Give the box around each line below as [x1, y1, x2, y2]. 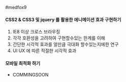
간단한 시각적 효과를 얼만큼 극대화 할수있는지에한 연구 [12, 42, 119, 48]
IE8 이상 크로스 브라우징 [12, 29, 60, 35]
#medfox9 [5, 5, 27, 10]
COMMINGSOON [12, 72, 49, 78]
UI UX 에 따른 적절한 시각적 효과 [12, 48, 77, 54]
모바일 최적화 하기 [5, 60, 41, 66]
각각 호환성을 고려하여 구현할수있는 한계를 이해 [12, 35, 105, 41]
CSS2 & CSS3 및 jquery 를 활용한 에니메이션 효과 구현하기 [5, 16, 121, 22]
